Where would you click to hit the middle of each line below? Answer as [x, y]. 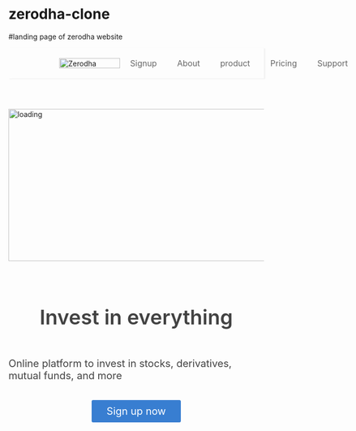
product [235, 63]
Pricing [284, 63]
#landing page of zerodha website [66, 37]
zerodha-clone [59, 14]
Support [333, 63]
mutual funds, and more [65, 375]
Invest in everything [136, 317]
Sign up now [136, 412]
